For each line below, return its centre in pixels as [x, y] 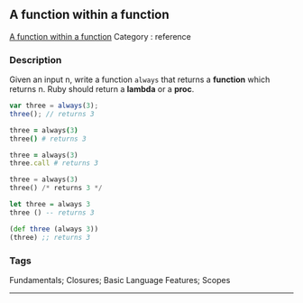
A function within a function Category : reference [101, 36]
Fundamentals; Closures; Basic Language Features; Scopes [120, 280]
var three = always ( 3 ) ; [54, 106]
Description [36, 60]
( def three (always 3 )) [54, 229]
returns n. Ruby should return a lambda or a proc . [102, 89]
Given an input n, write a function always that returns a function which [140, 79]
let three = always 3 [50, 205]
